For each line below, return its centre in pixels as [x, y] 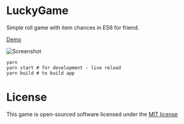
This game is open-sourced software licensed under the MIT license [92, 114]
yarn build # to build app [41, 73]
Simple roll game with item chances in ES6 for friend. [73, 27]
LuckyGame [37, 11]
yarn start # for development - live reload [64, 68]
